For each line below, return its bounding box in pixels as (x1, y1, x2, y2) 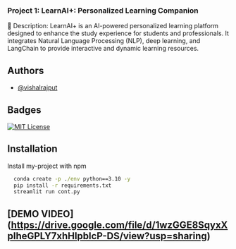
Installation (7, 143, 58, 155)
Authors (7, 64, 44, 76)
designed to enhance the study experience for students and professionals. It (7, 29, 229, 37)
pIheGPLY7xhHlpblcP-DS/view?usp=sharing (7, 230, 208, 242)
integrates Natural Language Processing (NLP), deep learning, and (7, 37, 201, 45)
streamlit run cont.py (13, 188, 80, 195)
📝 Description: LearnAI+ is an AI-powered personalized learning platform (7, 22, 219, 30)
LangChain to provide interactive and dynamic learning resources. (7, 44, 199, 53)
